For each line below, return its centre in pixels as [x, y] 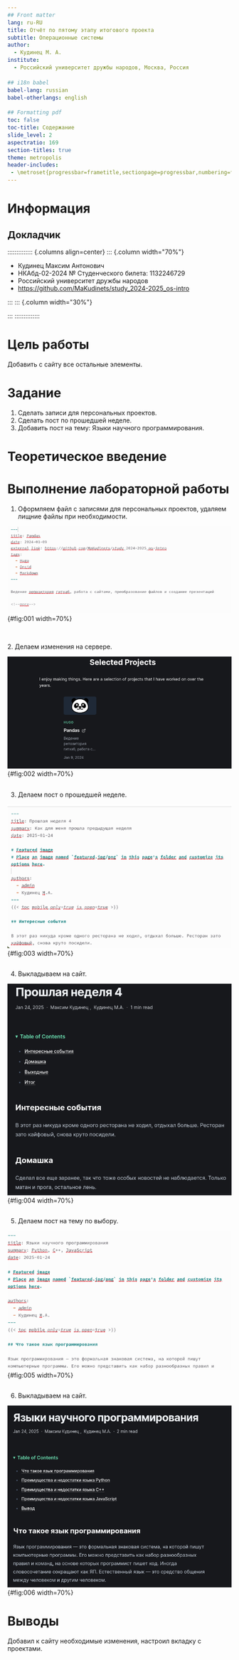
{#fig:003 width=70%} [41, 954]
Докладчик [34, 235]
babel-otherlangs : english [47, 97]
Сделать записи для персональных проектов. [87, 413]
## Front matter [31, 15]
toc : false [23, 120]
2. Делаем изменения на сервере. [60, 647]
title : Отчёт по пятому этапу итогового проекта [81, 30]
